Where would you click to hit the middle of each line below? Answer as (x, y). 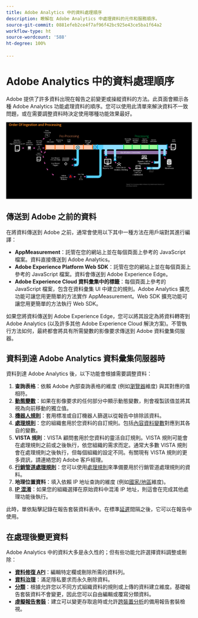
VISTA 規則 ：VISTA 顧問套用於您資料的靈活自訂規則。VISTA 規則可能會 (101, 438)
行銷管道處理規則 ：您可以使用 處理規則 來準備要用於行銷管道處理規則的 (100, 467)
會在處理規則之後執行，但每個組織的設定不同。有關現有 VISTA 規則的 (98, 452)
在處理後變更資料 (37, 537)
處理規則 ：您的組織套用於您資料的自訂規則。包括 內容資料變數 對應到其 (100, 423)
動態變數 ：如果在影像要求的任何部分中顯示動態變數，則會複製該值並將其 (102, 401)
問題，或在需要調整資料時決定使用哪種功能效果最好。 (71, 113)
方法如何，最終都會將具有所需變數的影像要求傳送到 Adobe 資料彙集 (93, 331)
